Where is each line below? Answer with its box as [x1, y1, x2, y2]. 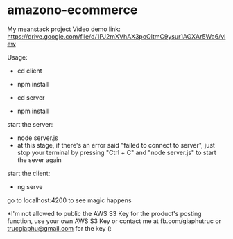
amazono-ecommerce [7, 2, 138, 18]
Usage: [7, 53, 28, 61]
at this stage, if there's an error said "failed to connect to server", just [17, 141, 215, 149]
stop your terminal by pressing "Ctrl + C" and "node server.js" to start [17, 148, 216, 157]
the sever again [17, 155, 62, 164]
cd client [17, 67, 43, 75]
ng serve [17, 182, 43, 191]
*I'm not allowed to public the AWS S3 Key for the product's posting [7, 209, 202, 218]
